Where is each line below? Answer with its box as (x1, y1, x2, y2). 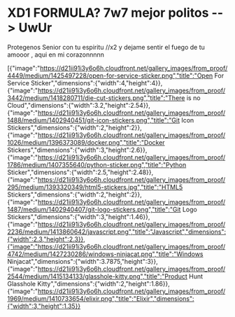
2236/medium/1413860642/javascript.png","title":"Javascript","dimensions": (7, 227, 226, 236)
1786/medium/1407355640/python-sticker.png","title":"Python (7, 160, 187, 169)
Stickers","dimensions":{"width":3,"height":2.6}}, (7, 146, 148, 154)
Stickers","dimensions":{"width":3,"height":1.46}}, (7, 212, 150, 221)
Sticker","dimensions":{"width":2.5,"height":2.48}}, (7, 168, 154, 176)
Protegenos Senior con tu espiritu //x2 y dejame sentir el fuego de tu (7, 43, 205, 51)
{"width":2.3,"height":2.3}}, (7, 234, 86, 243)
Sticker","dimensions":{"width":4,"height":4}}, (30, 78, 163, 87)
